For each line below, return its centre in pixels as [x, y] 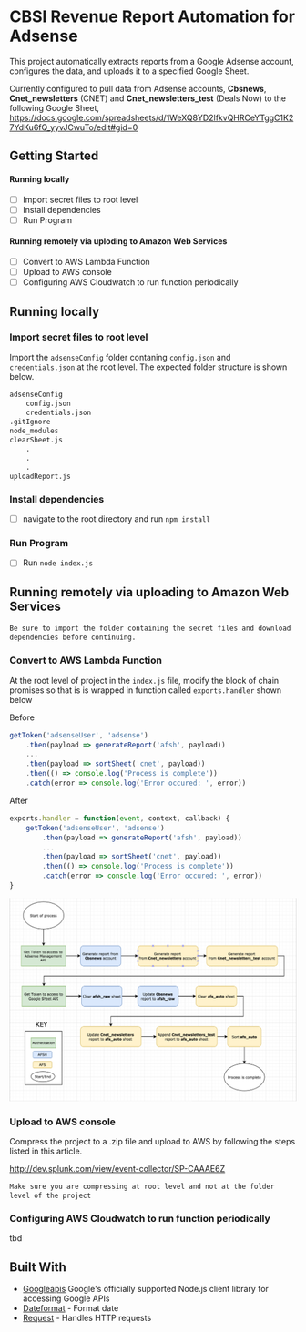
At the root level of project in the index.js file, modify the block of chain [144, 680]
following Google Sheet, [55, 107]
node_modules [34, 431]
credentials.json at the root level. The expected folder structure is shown [148, 367]
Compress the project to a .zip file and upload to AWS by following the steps [153, 1141]
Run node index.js [58, 563]
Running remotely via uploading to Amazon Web [149, 592]
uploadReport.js [40, 476]
